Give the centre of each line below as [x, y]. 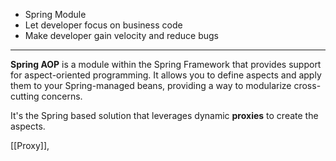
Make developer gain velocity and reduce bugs [121, 35]
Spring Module [55, 14]
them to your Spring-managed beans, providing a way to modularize [151, 85]
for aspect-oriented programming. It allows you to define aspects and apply [166, 75]
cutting [25, 96]
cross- [307, 85]
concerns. [62, 96]
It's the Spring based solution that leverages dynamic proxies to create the [164, 115]
